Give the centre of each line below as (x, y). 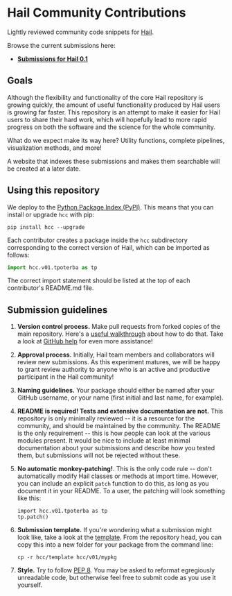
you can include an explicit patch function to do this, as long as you (113, 484)
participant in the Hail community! (65, 377)
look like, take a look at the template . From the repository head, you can (119, 537)
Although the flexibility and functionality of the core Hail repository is (105, 97)
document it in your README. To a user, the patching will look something (121, 491)
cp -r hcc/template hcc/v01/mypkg (67, 557)
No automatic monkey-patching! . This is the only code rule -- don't (115, 469)
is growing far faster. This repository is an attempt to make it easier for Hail (114, 112)
